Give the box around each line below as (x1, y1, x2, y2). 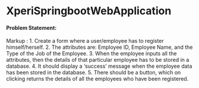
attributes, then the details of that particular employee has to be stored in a (6, 56, 189, 64)
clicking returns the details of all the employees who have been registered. (6, 76, 189, 83)
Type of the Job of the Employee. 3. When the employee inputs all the (6, 50, 177, 57)
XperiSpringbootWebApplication (6, 4, 172, 18)
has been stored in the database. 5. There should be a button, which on (6, 69, 181, 76)
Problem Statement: (6, 24, 57, 31)
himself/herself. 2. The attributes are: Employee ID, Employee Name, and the (6, 43, 193, 51)
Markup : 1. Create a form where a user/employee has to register (6, 37, 165, 45)
